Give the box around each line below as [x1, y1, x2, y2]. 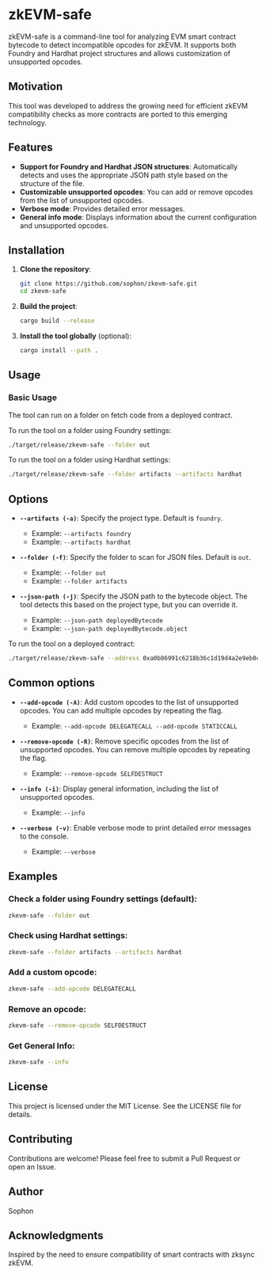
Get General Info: [8, 1040, 75, 1051]
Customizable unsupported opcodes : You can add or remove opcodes [19, 187, 253, 196]
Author [8, 1185, 44, 1199]
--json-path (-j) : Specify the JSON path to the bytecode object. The [19, 591, 248, 601]
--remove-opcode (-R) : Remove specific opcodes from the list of [19, 736, 230, 746]
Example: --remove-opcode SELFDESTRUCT [31, 768, 164, 778]
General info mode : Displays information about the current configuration [19, 212, 257, 222]
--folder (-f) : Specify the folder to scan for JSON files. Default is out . [19, 553, 252, 562]
